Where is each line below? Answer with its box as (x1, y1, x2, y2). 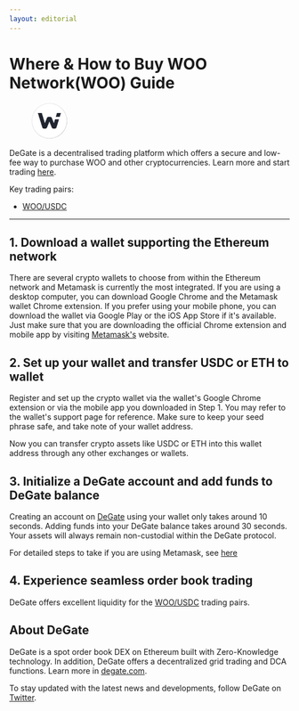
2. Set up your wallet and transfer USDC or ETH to (9, 355, 289, 370)
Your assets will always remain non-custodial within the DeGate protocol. (9, 530, 278, 541)
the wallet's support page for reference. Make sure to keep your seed (9, 412, 264, 422)
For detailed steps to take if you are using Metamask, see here (9, 548, 238, 558)
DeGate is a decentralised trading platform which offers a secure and (9, 147, 263, 158)
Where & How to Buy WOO (9, 53, 207, 74)
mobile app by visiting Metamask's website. (9, 330, 170, 340)
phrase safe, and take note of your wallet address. (9, 421, 194, 432)
